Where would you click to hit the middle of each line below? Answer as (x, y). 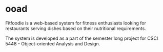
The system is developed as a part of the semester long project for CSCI (82, 38)
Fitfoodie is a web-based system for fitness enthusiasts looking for (76, 23)
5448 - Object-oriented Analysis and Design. (53, 43)
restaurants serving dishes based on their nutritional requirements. (76, 28)
